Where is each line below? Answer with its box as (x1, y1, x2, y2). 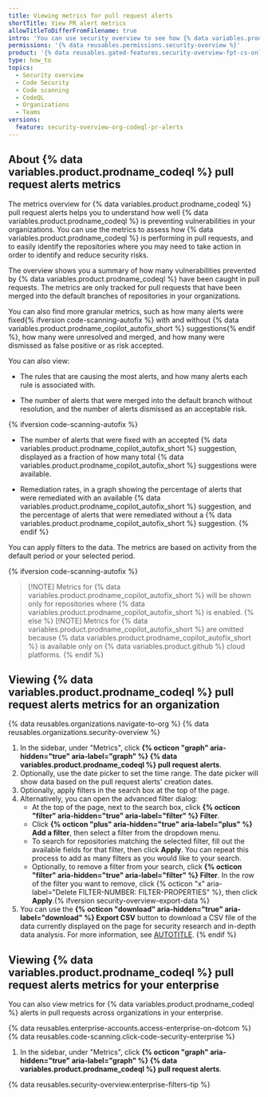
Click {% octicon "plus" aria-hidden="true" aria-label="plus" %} (31, 820, 253, 829)
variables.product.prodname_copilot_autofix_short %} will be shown (27, 590, 251, 600)
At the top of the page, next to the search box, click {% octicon (31, 803, 241, 812)
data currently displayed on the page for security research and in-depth (19, 921, 257, 931)
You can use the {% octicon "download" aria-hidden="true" (19, 904, 223, 914)
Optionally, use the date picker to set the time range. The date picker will (19, 768, 259, 778)
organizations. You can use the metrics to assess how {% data (8, 225, 214, 234)
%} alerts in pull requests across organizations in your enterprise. (8, 1008, 223, 1018)
